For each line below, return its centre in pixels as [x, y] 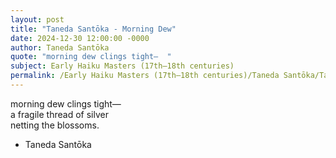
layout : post [37, 19]
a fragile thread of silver [59, 114]
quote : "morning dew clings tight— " [91, 57]
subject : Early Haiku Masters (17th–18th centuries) [122, 66]
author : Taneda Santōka [60, 47]
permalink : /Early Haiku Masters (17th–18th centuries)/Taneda [145, 76]
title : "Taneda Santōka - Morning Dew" [93, 29]
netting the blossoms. [55, 125]
